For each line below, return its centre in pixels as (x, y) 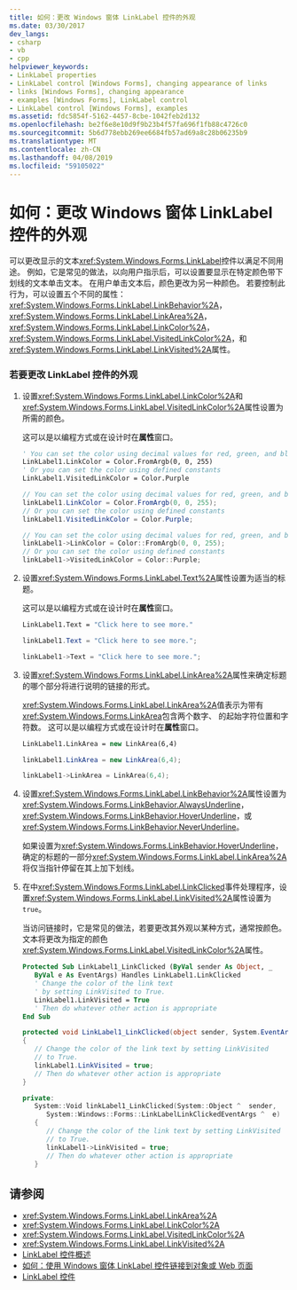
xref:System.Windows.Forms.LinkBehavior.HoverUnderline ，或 (137, 816)
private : (38, 1098)
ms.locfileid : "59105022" (57, 166)
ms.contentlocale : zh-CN (55, 149)
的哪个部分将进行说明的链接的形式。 (88, 686)
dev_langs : (29, 34)
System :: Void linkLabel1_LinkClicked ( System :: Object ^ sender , (156, 1106)
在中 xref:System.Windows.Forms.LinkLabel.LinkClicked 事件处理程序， (150, 887)
